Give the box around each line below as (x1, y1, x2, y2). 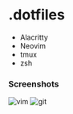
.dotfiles (8, 6, 66, 24)
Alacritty (19, 32, 48, 42)
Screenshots (8, 78, 59, 90)
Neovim (19, 40, 47, 50)
